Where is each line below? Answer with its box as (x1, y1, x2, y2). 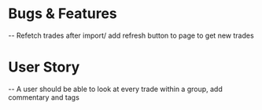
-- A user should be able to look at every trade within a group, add (8, 84, 223, 93)
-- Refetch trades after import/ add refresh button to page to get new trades (8, 31, 254, 40)
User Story (8, 58, 80, 76)
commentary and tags (8, 92, 80, 102)
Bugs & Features (8, 5, 118, 23)
